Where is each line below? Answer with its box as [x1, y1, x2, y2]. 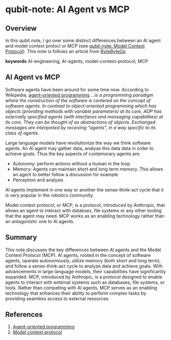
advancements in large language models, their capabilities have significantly [5, 268, 166, 274]
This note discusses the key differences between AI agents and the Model [5, 247, 161, 253]
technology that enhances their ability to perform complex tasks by [5, 290, 146, 296]
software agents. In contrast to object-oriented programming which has [5, 103, 157, 109]
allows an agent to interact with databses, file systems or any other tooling [5, 207, 162, 213]
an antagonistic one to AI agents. [5, 218, 75, 224]
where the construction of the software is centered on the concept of [5, 97, 151, 103]
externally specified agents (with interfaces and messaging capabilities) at [5, 113, 163, 119]
